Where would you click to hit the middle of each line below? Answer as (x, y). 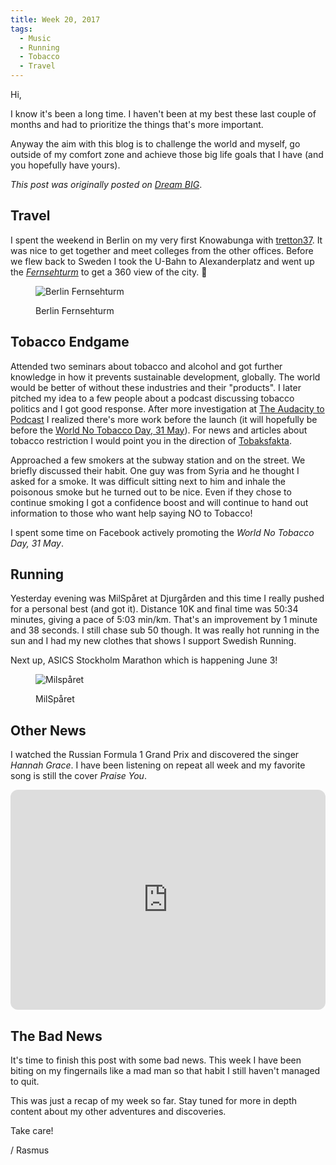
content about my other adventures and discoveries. (118, 1112)
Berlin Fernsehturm (75, 310)
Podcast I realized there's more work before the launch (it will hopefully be (164, 419)
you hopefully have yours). (65, 165)
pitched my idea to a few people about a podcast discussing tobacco (152, 398)
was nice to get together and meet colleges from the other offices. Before (162, 250)
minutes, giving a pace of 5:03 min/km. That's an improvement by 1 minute (164, 620)
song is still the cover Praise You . (78, 776)
